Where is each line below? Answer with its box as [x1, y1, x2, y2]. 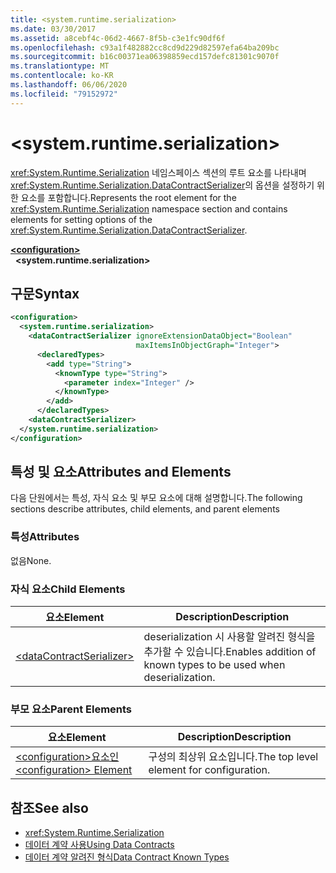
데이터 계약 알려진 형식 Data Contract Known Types [24, 851, 230, 863]
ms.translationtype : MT [10, 61, 110, 71]
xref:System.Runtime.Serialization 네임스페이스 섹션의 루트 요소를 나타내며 [10, 166, 307, 178]
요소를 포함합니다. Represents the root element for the [20, 191, 237, 203]
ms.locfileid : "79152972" [10, 89, 118, 99]
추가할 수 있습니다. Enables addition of [143, 645, 317, 659]
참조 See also [10, 799, 89, 816]
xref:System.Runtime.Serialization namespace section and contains [10, 202, 288, 215]
